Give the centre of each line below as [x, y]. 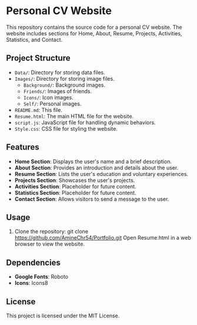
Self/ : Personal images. [52, 104]
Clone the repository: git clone [51, 231]
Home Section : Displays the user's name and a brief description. [93, 161]
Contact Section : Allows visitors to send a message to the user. [92, 199]
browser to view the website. [50, 244]
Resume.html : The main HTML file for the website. [74, 116]
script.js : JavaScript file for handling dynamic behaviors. [85, 122]
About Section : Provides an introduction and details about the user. [96, 168]
